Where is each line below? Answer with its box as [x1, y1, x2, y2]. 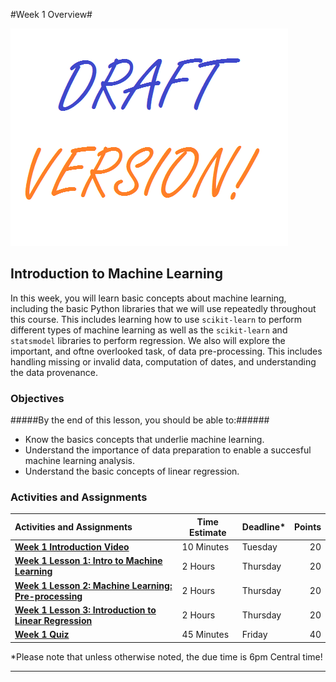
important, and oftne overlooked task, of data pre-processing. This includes [10, 345, 323, 357]
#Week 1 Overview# [10, 9, 93, 20]
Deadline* [241, 521, 287, 533]
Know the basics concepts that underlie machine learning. [24, 434, 265, 446]
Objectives [10, 391, 65, 405]
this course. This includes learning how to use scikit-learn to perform [10, 313, 303, 325]
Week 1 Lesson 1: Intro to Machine [14, 555, 163, 567]
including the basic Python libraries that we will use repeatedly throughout [10, 302, 317, 314]
